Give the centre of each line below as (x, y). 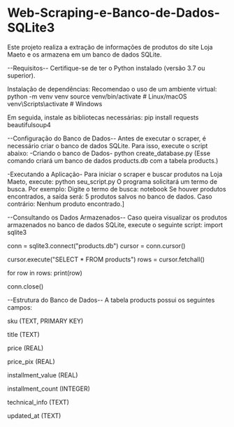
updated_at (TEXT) (34, 415)
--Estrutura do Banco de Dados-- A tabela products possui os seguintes (111, 300)
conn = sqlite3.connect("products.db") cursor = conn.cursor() (96, 245)
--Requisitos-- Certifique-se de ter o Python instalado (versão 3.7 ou (106, 68)
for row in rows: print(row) (45, 273)
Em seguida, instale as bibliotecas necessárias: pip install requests (103, 117)
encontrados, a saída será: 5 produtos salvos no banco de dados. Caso (110, 196)
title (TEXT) (23, 334)
